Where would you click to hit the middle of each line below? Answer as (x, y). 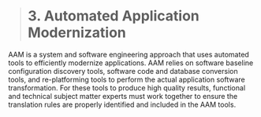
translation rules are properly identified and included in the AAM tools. (122, 104)
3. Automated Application (113, 16)
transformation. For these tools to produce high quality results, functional (127, 88)
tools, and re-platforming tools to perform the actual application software (127, 79)
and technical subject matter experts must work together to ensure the (123, 96)
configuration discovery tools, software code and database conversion (123, 71)
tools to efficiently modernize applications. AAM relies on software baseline (131, 63)
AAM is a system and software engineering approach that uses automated (129, 54)
